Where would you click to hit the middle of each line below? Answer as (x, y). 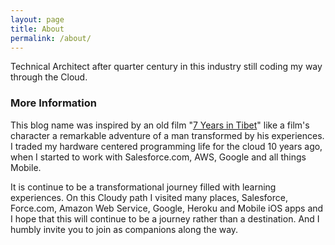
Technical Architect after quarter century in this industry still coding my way (166, 67)
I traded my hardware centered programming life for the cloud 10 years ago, (166, 146)
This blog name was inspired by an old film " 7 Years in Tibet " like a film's (160, 125)
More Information (53, 103)
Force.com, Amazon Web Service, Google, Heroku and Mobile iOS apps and (167, 208)
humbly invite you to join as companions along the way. (124, 229)
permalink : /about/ (51, 38)
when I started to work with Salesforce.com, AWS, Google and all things (158, 157)
